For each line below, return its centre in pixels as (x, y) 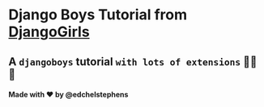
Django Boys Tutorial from (98, 15)
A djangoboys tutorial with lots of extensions (125, 62)
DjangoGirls (49, 32)
